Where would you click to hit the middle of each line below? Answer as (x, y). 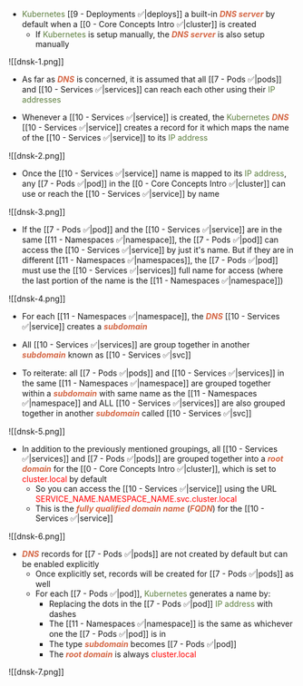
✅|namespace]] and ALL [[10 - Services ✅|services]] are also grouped (153, 403)
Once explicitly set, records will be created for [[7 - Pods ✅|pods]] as (164, 573)
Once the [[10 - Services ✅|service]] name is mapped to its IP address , (154, 173)
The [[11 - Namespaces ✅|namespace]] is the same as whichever (171, 623)
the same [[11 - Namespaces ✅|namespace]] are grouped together (146, 383)
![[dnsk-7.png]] (36, 672)
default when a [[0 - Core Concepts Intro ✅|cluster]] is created (139, 24)
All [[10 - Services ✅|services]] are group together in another (136, 344)
